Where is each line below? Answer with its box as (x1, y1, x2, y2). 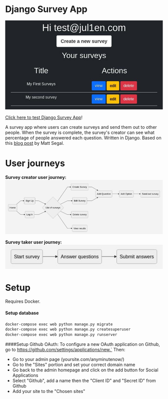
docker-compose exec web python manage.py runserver (5, 332, 117, 337)
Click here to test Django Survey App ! (5, 114, 82, 121)
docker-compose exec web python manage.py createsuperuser (5, 327, 131, 332)
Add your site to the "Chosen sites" (12, 388, 85, 394)
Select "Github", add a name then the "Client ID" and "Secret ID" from (12, 377, 156, 384)
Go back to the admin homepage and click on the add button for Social (12, 367, 158, 373)
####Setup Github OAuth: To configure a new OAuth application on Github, (5, 341, 160, 347)
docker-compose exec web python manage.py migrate (5, 322, 113, 327)
